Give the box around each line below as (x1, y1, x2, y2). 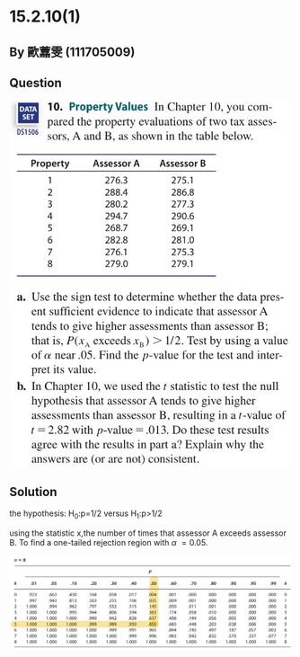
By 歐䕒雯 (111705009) (9, 44, 136, 59)
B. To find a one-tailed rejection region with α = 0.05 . (9, 537, 208, 548)
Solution (9, 484, 57, 500)
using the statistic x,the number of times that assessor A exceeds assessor (9, 528, 287, 538)
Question (9, 75, 62, 91)
